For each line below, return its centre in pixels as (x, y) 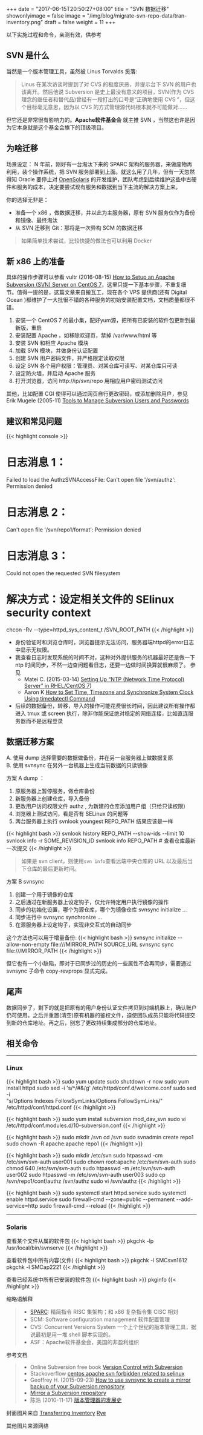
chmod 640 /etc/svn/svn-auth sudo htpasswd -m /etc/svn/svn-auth (91, 1168)
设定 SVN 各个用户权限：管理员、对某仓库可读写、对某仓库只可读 (96, 366)
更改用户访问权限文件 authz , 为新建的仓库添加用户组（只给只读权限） (102, 806)
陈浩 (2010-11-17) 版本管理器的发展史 (76, 1400)
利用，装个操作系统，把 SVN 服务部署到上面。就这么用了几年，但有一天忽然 (101, 171)
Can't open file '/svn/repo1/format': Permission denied (74, 530)
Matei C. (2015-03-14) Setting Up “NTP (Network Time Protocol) (104, 679)
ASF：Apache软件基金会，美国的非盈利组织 (85, 1342)
